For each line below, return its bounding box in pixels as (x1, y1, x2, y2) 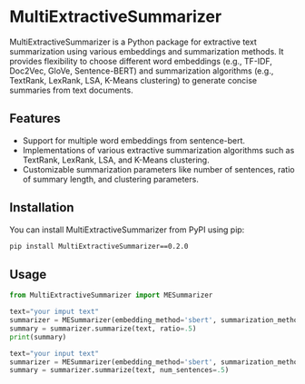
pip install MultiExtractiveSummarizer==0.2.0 (9, 241, 189, 251)
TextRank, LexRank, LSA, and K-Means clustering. (22, 154, 211, 165)
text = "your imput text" (9, 307, 100, 317)
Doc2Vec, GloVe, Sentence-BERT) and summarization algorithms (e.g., (9, 65, 274, 76)
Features (9, 111, 61, 126)
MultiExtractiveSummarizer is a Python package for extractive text (9, 36, 257, 47)
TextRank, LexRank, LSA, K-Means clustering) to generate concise (9, 74, 258, 85)
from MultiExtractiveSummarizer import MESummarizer (9, 290, 213, 300)
